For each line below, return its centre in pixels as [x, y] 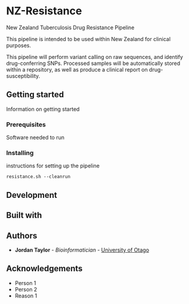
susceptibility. [23, 76]
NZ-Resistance [44, 11]
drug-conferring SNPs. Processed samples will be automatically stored [93, 63]
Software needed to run [35, 138]
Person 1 [25, 283]
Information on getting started [43, 109]
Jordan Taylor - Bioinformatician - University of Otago [82, 250]
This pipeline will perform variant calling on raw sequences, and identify [95, 57]
